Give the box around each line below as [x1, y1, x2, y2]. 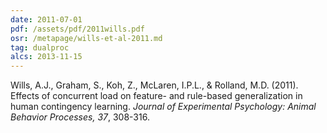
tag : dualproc [10, 42, 70, 53]
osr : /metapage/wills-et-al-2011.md [10, 33, 163, 43]
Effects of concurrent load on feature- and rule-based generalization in [10, 90, 303, 102]
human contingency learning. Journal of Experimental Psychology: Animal [10, 101, 317, 113]
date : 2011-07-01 [10, 14, 83, 25]
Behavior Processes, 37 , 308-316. [10, 111, 150, 123]
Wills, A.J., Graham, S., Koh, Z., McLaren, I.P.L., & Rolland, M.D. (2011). [10, 79, 299, 91]
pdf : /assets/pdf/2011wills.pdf [10, 24, 145, 34]
